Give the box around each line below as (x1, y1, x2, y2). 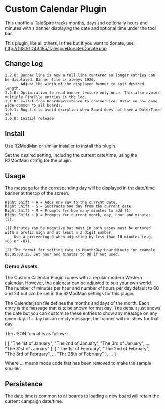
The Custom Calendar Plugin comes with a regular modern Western (5, 274, 142, 280)
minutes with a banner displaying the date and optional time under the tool (5, 25, 156, 31)
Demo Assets (5, 263, 38, 270)
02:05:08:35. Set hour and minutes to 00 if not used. (5, 252, 120, 257)
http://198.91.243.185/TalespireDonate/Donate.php (5, 45, 107, 51)
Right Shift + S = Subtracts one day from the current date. (5, 204, 133, 209)
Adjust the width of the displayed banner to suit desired (20, 81, 144, 86)
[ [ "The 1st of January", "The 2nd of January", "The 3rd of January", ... (5, 340, 150, 346)
